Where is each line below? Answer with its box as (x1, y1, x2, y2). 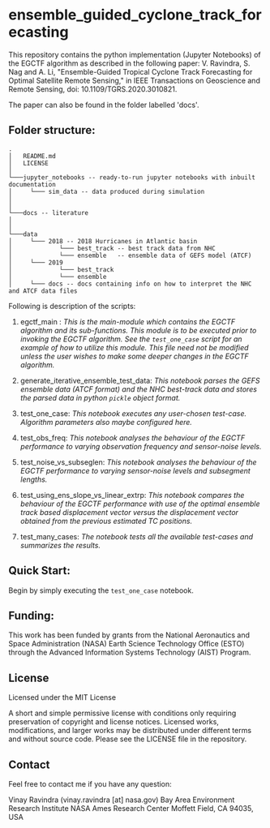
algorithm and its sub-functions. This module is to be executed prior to (19, 325, 257, 335)
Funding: (8, 608, 55, 622)
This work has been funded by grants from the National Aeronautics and (8, 630, 250, 640)
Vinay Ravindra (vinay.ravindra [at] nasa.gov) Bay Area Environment (8, 795, 235, 804)
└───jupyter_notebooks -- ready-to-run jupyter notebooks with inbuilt (8, 173, 255, 182)
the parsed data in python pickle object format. (19, 393, 181, 402)
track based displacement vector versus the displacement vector (19, 507, 239, 517)
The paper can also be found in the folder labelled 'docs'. (8, 100, 199, 109)
